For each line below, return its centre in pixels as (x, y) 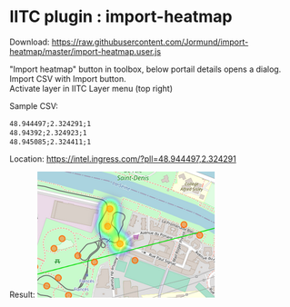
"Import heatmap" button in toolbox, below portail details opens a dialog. (145, 69)
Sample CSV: (34, 105)
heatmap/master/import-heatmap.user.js (85, 51)
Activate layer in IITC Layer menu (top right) (91, 88)
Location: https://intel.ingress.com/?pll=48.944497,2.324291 (123, 158)
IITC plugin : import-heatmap (121, 17)
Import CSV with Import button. (68, 78)
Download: (30, 42)
